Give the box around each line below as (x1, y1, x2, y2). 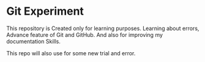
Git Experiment (6, 4, 84, 18)
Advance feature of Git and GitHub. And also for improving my (6, 31, 163, 38)
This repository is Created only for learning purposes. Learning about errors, (6, 25, 199, 32)
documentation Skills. (6, 37, 61, 45)
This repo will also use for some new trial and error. (6, 49, 136, 56)
